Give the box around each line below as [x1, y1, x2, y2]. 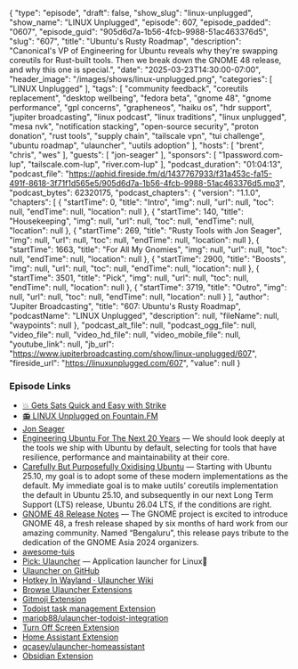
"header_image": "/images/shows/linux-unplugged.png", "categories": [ [9, 74, 273, 84]
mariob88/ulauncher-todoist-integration [21, 613, 169, 624]
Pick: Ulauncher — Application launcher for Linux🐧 [21, 556, 208, 567]
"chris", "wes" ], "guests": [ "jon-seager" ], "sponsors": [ [9, 150, 217, 159]
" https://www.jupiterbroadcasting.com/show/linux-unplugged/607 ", [9, 348, 258, 359]
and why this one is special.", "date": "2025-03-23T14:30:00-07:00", [9, 64, 262, 75]
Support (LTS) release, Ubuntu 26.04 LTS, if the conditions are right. [21, 499, 273, 510]
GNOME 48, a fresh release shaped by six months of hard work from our [21, 518, 288, 529]
